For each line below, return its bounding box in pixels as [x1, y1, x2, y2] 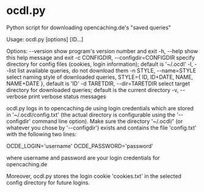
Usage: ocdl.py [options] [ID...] [6, 35, 84, 43]
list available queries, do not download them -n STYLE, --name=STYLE [17, 66, 197, 74]
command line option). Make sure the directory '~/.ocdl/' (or [32, 117, 183, 125]
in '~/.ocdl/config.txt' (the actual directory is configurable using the [6, 111, 176, 118]
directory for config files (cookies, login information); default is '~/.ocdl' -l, [6, 60, 194, 68]
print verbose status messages [28, 93, 106, 100]
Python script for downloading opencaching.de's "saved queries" [6, 24, 171, 31]
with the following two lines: [6, 130, 77, 138]
